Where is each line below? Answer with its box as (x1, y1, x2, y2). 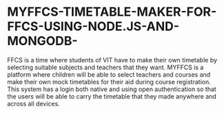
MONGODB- (7, 34, 78, 49)
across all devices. (7, 99, 60, 108)
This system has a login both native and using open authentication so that (7, 85, 217, 93)
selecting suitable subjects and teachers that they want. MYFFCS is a (7, 63, 204, 71)
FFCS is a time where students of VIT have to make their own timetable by (7, 55, 218, 64)
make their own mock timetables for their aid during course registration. (7, 77, 212, 86)
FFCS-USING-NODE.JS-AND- (7, 18, 180, 34)
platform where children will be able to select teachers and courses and (7, 70, 211, 79)
